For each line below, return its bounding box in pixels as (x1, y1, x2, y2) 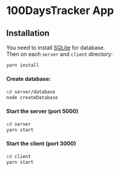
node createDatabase (6, 94, 59, 100)
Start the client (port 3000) (6, 140, 76, 147)
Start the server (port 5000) (6, 108, 79, 115)
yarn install (6, 62, 39, 68)
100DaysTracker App (6, 4, 114, 18)
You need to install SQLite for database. (6, 44, 105, 51)
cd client (6, 153, 32, 159)
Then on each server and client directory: (6, 51, 113, 58)
